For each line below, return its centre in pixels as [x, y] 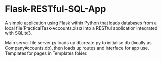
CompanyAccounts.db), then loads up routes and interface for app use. [77, 48]
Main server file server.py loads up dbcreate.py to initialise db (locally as [78, 42]
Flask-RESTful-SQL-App [55, 9]
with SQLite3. [19, 33]
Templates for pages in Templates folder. [46, 53]
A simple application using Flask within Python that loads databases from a [81, 23]
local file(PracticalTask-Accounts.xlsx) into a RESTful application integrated [81, 28]
